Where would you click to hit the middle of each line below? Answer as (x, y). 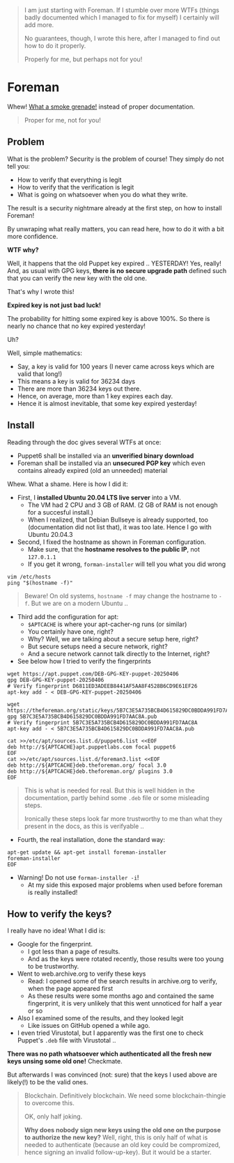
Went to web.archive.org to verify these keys (81, 974)
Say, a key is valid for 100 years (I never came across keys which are (116, 366)
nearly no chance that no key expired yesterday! (77, 326)
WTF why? (23, 249)
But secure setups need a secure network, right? (98, 646)
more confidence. (33, 236)
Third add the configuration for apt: (68, 616)
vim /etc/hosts (29, 577)
